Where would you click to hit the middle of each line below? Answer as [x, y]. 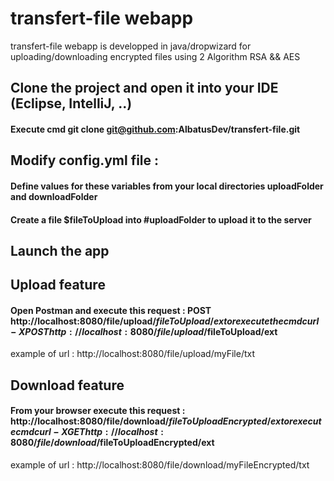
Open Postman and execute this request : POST [111, 310]
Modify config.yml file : [85, 160]
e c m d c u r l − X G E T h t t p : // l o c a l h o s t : [87, 432]
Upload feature [58, 285]
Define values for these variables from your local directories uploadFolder [167, 186]
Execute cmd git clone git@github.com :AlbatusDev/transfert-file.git [155, 129]
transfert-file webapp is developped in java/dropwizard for [131, 46]
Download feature [67, 385]
